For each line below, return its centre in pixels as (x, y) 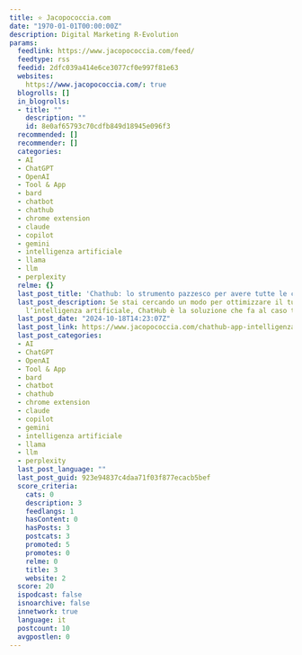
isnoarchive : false (54, 604)
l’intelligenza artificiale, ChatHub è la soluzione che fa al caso (156, 310)
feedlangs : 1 (50, 511)
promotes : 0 (48, 553)
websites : (36, 76)
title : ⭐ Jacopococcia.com (60, 18)
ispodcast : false (50, 595)
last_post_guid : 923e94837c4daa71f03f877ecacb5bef (114, 478)
